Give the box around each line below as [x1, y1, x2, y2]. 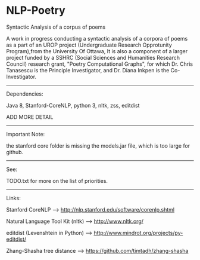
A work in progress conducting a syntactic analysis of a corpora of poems [6, 35, 188, 42]
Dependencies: [6, 90, 43, 97]
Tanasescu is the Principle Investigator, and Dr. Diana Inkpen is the [6, 66, 170, 74]
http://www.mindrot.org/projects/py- [93, 229, 183, 236]
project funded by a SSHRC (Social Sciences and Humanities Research [6, 54, 180, 61]
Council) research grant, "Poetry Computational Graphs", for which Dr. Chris [6, 60, 193, 68]
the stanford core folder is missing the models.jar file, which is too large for [6, 142, 190, 149]
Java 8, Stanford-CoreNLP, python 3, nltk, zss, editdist [6, 102, 140, 109]
